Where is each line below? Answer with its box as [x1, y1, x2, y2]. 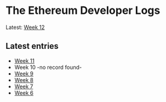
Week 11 [14, 57, 35, 64]
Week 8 [14, 76, 34, 83]
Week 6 [14, 89, 34, 97]
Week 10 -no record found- [14, 63, 82, 71]
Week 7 [14, 83, 34, 90]
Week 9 [14, 70, 34, 77]
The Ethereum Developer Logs [5, 4, 161, 18]
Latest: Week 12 [5, 24, 45, 31]
